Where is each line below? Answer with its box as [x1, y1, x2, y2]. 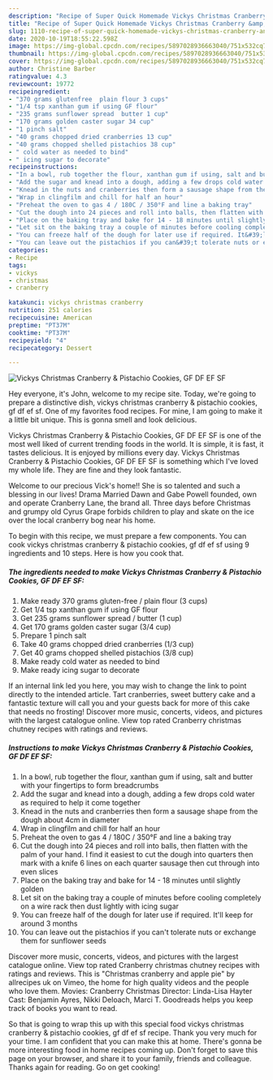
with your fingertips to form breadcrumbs [19, 781, 159, 791]
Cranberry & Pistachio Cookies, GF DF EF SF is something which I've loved [8, 457, 258, 466]
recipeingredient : [8, 87, 71, 96]
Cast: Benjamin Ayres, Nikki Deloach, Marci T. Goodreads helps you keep [8, 995, 253, 1004]
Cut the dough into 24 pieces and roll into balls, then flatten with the [19, 841, 248, 851]
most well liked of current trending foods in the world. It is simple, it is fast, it [8, 440, 264, 449]
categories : [8, 246, 49, 254]
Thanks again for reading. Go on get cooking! [8, 1062, 161, 1073]
